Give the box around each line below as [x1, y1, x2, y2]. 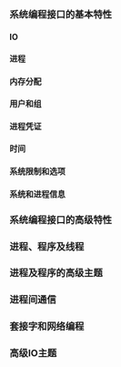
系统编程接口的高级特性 [9, 213, 112, 226]
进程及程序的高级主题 [9, 267, 103, 280]
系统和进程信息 [9, 189, 66, 199]
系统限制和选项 [9, 166, 66, 177]
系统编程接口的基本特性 [9, 7, 112, 20]
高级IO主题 [9, 347, 57, 360]
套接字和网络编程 [9, 321, 85, 333]
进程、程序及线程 [9, 240, 85, 252]
